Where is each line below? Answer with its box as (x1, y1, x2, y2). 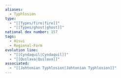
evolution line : (5, 47, 38, 52)
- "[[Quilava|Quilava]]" (9, 57, 60, 62)
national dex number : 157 (5, 30, 58, 34)
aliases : (5, 7, 23, 12)
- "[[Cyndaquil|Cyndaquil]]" (9, 52, 69, 57)
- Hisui (9, 39, 25, 44)
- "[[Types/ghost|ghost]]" (9, 25, 64, 30)
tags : (5, 34, 16, 39)
